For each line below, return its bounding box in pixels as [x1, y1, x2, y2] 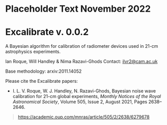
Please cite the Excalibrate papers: [5, 78, 78, 84]
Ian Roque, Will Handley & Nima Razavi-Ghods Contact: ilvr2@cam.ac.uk [5, 58, 158, 65]
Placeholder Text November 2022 [5, 3, 151, 15]
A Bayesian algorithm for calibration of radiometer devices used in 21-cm [5, 43, 158, 49]
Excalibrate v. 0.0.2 [5, 26, 89, 38]
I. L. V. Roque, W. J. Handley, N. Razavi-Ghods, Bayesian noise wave [12, 88, 156, 94]
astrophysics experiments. [5, 49, 61, 55]
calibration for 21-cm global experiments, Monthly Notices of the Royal [12, 93, 161, 100]
